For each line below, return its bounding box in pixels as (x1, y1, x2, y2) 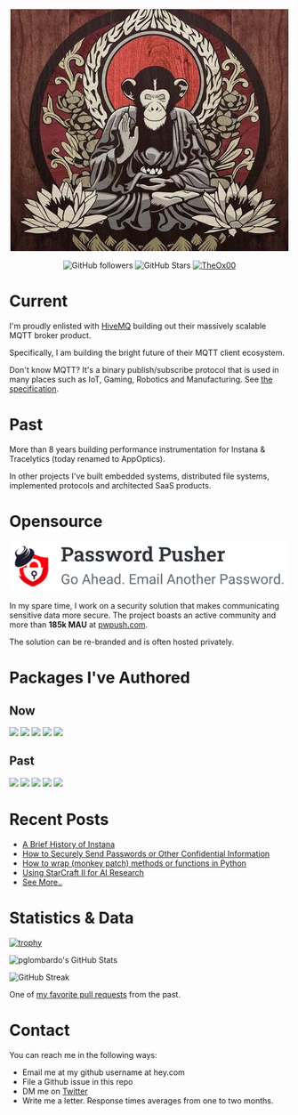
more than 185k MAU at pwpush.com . (9, 619, 149, 630)
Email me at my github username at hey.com (21, 1067, 185, 1078)
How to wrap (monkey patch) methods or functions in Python (21, 858, 247, 869)
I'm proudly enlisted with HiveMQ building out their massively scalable (9, 320, 267, 331)
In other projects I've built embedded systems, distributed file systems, (9, 471, 270, 481)
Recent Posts (9, 810, 109, 830)
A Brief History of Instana (21, 838, 116, 849)
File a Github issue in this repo (21, 1076, 133, 1087)
